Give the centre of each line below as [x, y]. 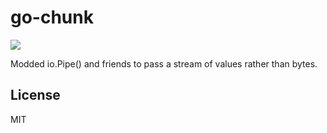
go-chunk [52, 17]
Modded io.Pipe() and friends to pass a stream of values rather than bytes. [164, 63]
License [35, 95]
